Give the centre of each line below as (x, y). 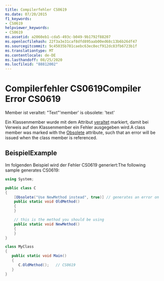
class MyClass (20, 247)
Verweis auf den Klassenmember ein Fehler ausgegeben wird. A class (75, 128)
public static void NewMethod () (47, 224)
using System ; (20, 179)
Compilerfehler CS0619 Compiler (73, 89)
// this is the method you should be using (59, 220)
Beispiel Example (31, 153)
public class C (21, 188)
